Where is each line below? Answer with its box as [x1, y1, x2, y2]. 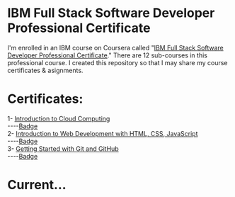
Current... [7, 177, 67, 193]
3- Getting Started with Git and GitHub [7, 144, 119, 153]
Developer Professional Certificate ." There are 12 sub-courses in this [7, 51, 207, 60]
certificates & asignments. [7, 66, 84, 74]
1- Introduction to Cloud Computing [7, 114, 110, 123]
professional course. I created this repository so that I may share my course [7, 58, 228, 67]
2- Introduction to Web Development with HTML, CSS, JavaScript [7, 129, 198, 137]
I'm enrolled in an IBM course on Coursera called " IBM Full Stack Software [7, 43, 224, 52]
